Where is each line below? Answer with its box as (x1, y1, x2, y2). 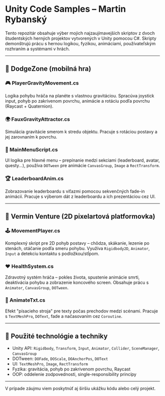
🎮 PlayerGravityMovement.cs (5, 80, 79, 86)
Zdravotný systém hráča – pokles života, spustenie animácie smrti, (5, 274, 140, 280)
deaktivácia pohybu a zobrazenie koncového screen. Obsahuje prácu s (5, 279, 149, 285)
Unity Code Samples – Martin (5, 3, 126, 15)
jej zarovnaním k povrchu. (5, 134, 57, 140)
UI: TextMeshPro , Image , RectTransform (12, 361, 88, 367)
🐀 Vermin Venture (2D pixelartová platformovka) (5, 212, 156, 221)
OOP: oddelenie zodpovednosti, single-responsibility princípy (12, 371, 137, 377)
